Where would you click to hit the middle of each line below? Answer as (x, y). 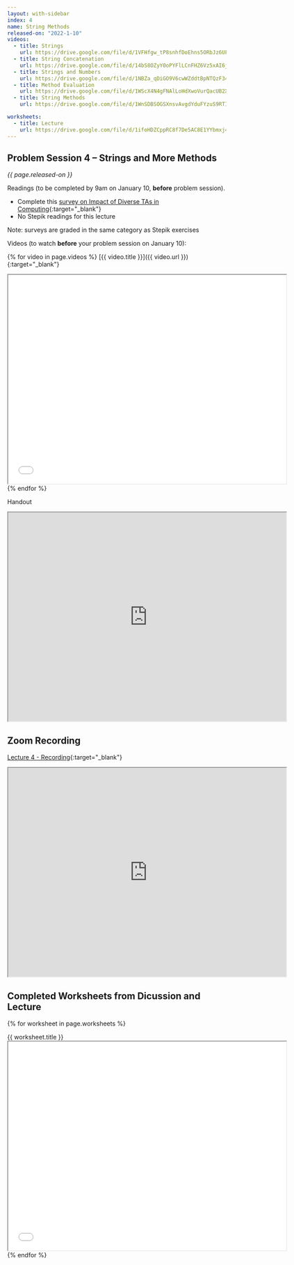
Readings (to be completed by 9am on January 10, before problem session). (116, 188)
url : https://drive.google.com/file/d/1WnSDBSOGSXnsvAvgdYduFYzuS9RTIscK (129, 104)
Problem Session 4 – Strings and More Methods (112, 158)
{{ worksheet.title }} (35, 1037)
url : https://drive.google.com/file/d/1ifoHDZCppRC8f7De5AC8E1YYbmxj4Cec (129, 129)
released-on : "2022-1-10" (44, 33)
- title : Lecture (39, 123)
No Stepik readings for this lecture (66, 217)
